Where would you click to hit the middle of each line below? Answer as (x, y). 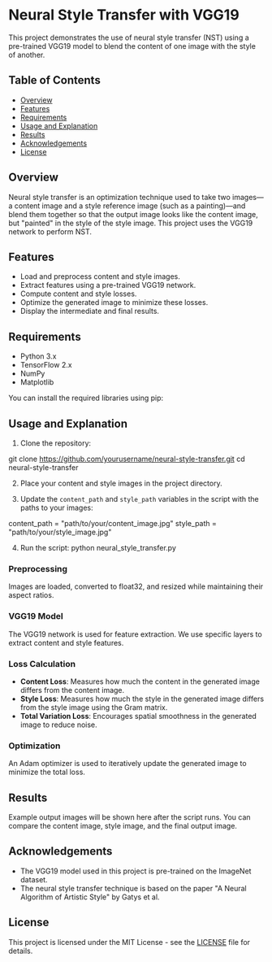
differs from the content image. (72, 690)
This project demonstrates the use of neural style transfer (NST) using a (129, 37)
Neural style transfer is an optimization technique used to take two (120, 197)
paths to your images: (56, 507)
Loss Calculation (42, 664)
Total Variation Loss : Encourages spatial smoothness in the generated (138, 716)
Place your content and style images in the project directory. (121, 483)
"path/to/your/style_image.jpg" (60, 532)
